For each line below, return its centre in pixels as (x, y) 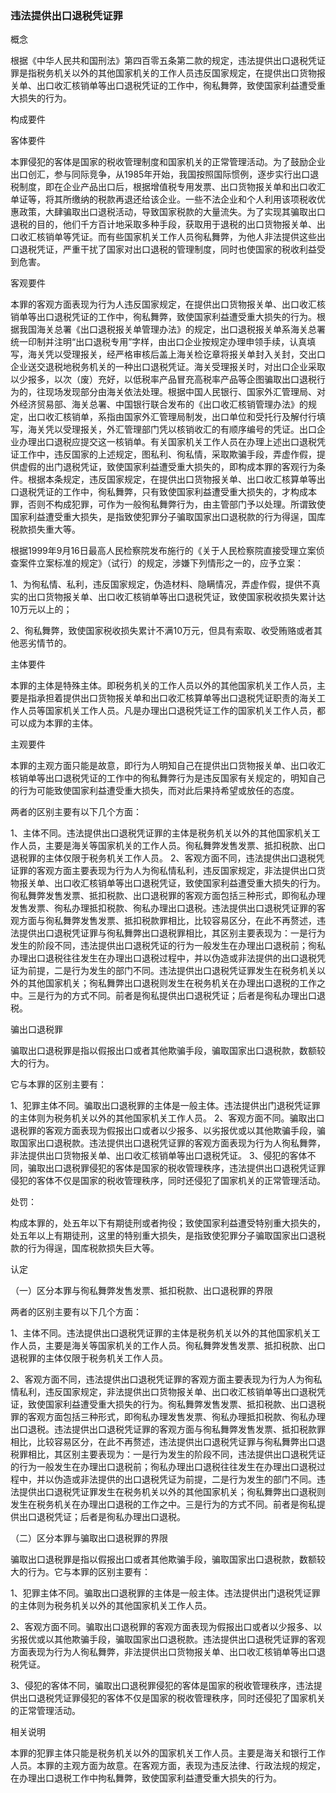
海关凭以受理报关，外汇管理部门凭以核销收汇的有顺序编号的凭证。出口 (172, 429)
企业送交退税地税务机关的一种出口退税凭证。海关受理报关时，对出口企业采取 (168, 367)
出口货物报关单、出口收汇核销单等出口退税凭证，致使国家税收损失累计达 (176, 597)
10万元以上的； (41, 609)
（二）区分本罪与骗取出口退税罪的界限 (89, 1538)
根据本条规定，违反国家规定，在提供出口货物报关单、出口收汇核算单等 (172, 479)
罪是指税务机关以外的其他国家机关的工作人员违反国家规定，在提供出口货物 (163, 73)
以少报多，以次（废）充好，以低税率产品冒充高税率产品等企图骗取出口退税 (163, 379)
